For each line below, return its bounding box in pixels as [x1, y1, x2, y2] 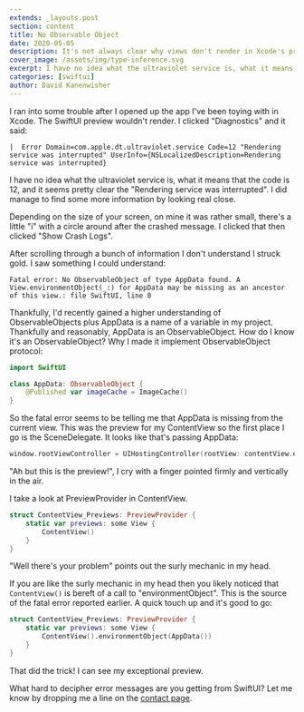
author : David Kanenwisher [9, 81, 111, 90]
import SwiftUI [9, 363, 67, 372]
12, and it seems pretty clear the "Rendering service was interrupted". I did [9, 183, 288, 195]
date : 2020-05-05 [9, 38, 75, 48]
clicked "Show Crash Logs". [9, 230, 113, 241]
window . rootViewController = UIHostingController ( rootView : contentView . [9, 450, 294, 459]
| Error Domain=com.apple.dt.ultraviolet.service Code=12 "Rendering [9, 142, 281, 151]
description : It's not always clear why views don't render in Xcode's [9, 47, 285, 56]
